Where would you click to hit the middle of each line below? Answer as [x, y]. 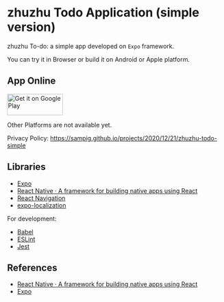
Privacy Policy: [28, 138]
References [32, 267]
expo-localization [41, 205]
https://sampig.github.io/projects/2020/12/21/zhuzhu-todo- [134, 138]
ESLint [26, 239]
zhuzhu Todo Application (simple [103, 13]
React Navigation [41, 198]
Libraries [26, 167]
